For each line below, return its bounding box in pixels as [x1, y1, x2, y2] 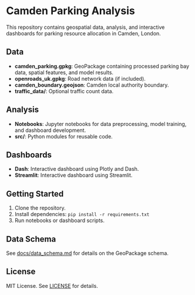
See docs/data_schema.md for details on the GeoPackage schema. [6, 250, 169, 257]
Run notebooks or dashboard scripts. [14, 217, 105, 224]
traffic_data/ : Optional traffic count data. [14, 87, 114, 95]
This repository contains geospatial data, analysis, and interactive [6, 24, 165, 31]
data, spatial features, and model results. [14, 69, 113, 76]
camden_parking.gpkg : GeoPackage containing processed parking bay [14, 62, 190, 69]
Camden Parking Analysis [6, 4, 135, 18]
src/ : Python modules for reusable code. [14, 132, 113, 140]
